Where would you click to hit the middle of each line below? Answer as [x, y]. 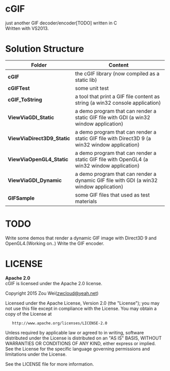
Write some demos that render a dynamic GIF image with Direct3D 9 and [81, 238]
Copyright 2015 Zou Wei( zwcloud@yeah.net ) [52, 293]
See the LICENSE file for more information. [50, 364]
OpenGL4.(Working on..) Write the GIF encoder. [55, 243]
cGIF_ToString [25, 100]
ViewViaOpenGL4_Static [38, 159]
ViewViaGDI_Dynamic [35, 180]
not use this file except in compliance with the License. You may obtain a [81, 308]
